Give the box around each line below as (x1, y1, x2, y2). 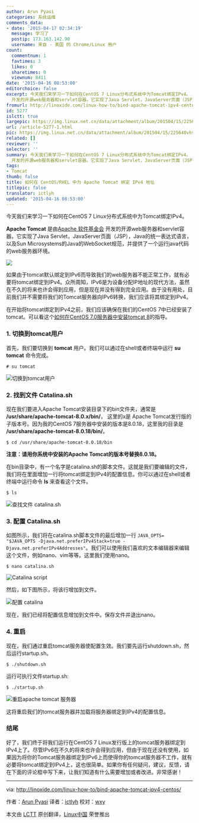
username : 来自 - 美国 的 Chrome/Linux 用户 (11, 42, 117, 48)
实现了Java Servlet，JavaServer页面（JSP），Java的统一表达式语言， (21, 233, 192, 240)
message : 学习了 (11, 31, 49, 37)
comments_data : (6, 20, 44, 25)
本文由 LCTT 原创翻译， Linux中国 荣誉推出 (6, 811, 110, 818)
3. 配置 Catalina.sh (6, 517, 61, 525)
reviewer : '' (6, 140, 38, 147)
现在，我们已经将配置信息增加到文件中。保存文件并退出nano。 (6, 611, 159, 619)
